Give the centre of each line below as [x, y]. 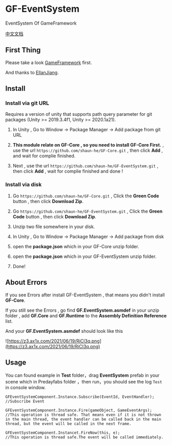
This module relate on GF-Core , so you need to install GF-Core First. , [88, 145]
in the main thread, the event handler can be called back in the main [83, 419]
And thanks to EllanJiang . [32, 72]
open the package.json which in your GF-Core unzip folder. [76, 246]
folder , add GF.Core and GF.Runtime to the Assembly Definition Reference [86, 315]
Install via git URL [27, 103]
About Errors [26, 282]
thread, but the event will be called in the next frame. [68, 424]
